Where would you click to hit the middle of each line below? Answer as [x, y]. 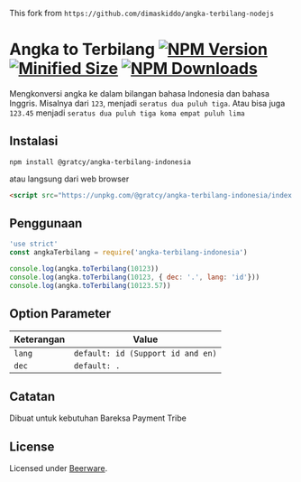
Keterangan [40, 339]
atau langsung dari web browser [69, 179]
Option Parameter [60, 314]
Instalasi [34, 141]
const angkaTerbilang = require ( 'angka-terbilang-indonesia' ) [128, 253]
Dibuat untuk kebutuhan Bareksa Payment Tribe [98, 418]
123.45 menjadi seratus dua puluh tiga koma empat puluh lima [127, 113]
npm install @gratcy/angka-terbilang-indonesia [100, 162]
